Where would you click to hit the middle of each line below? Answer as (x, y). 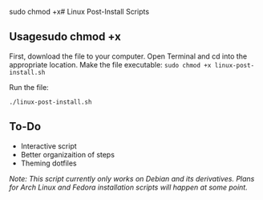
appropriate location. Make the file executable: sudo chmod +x (110, 64)
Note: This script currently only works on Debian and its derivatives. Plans (132, 178)
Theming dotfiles (49, 163)
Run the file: (29, 87)
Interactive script (49, 146)
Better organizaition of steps (68, 154)
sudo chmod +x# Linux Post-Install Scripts (79, 12)
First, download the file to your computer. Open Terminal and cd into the (128, 56)
